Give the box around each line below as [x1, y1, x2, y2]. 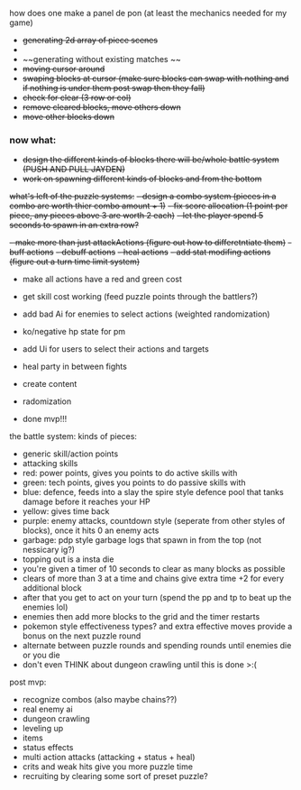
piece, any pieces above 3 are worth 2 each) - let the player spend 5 [9, 210, 264, 221]
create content [22, 379, 78, 390]
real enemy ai [22, 703, 74, 715]
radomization [22, 396, 72, 407]
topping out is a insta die [22, 554, 114, 565]
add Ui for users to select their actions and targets [22, 344, 209, 354]
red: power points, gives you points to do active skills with [22, 468, 238, 479]
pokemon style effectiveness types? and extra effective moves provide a [22, 621, 293, 632]
